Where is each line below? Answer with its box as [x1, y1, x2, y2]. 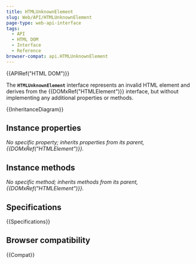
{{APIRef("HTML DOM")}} [6, 69, 70, 77]
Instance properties [6, 123, 82, 133]
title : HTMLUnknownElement [6, 8, 73, 15]
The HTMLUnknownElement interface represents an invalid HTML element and [6, 81, 190, 89]
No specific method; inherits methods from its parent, [6, 178, 139, 186]
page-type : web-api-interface [6, 20, 82, 26]
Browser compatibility [6, 235, 91, 245]
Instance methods [6, 162, 75, 172]
